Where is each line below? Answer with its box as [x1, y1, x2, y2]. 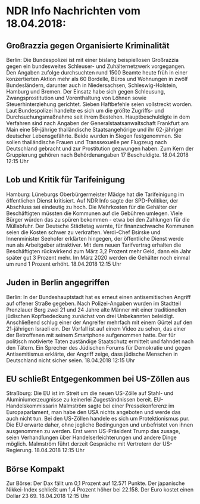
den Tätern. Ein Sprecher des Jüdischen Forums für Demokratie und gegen [6, 344, 190, 351]
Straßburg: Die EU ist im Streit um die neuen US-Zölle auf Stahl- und [6, 390, 174, 397]
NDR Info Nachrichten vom [6, 4, 141, 18]
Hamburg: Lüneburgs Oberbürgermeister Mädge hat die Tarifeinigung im [6, 191, 185, 198]
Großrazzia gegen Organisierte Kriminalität [6, 41, 170, 51]
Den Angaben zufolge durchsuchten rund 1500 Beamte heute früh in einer [6, 69, 188, 76]
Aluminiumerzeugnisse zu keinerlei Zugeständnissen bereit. [6, 396, 153, 403]
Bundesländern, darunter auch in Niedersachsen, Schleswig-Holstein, [6, 82, 177, 89]
